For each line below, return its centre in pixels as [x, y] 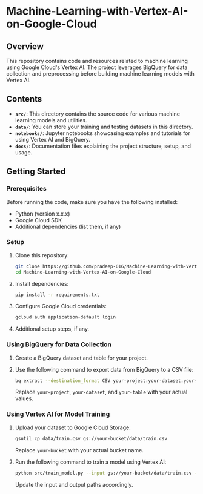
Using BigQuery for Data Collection [59, 344]
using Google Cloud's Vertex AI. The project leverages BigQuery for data [97, 67]
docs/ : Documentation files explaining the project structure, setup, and [103, 146]
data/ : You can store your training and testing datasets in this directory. [104, 127]
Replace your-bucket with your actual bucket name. [79, 450]
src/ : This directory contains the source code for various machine [98, 114]
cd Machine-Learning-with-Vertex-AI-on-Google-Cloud [83, 272]
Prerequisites [26, 189]
